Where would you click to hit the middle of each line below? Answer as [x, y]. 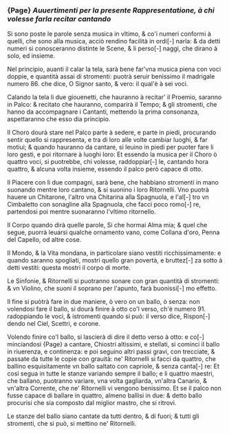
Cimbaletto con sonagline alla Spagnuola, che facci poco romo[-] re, [104, 205]
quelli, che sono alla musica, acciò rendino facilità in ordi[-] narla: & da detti [114, 41]
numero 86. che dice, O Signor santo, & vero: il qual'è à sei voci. [98, 84]
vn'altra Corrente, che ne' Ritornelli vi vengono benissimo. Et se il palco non [114, 389]
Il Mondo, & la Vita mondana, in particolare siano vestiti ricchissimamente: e [114, 253]
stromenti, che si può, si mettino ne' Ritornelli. [72, 424]
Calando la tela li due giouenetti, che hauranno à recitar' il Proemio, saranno [115, 97]
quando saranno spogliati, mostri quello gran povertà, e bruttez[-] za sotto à [115, 260]
